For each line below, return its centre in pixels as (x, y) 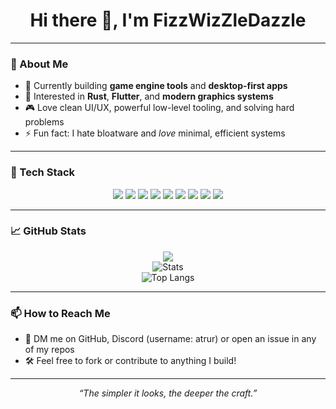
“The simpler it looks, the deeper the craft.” (168, 393)
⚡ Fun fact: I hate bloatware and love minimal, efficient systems (155, 133)
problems (44, 122)
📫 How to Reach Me (60, 313)
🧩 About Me (39, 64)
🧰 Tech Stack (43, 172)
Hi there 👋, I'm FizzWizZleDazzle (168, 20)
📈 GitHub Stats (48, 231)
